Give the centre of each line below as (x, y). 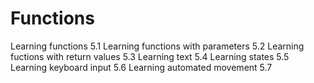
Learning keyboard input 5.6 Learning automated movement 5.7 (141, 67)
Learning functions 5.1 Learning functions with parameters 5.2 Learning (157, 46)
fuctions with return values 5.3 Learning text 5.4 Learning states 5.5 (150, 56)
